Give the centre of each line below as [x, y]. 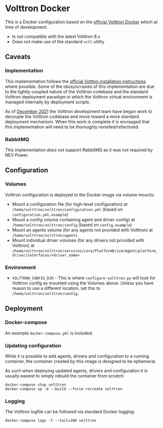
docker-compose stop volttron [36, 385]
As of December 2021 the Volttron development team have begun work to [79, 111]
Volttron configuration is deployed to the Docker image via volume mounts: [80, 195]
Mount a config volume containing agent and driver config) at [73, 219]
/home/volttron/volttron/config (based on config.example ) [72, 225]
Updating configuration [33, 346]
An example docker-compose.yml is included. [49, 333]
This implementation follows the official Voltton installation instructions [76, 81]
